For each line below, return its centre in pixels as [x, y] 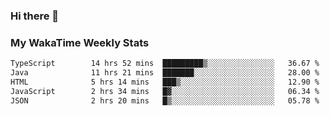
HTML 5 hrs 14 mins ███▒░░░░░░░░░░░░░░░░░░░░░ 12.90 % [165, 82]
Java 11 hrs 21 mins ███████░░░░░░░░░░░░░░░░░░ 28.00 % [165, 73]
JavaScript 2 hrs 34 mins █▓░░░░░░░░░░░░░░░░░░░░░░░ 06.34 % [165, 91]
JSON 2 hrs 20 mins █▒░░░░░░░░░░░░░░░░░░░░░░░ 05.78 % [165, 100]
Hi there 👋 [35, 16]
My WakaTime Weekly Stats [80, 42]
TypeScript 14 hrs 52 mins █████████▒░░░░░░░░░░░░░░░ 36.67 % [165, 64]
